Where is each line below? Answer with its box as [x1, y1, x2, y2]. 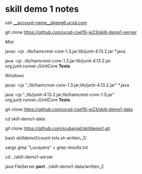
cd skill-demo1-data [5, 116, 46, 121]
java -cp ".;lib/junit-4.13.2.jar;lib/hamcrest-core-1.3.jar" [5, 91, 115, 97]
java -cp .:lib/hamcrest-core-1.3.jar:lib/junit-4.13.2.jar [5, 58, 111, 63]
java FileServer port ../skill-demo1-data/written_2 [5, 163, 104, 169]
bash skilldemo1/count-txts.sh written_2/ [5, 135, 87, 141]
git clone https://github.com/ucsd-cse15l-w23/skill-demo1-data [5, 106, 133, 112]
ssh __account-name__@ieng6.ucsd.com [5, 20, 87, 26]
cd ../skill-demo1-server [5, 154, 53, 160]
